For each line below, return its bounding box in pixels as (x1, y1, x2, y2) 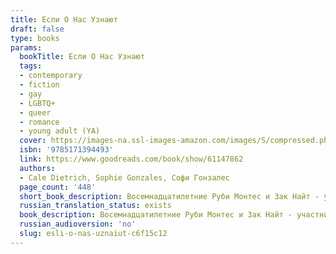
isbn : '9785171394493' (19, 145, 114, 155)
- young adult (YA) (19, 126, 101, 136)
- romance (19, 117, 60, 127)
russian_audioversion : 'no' (19, 219, 137, 230)
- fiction (19, 80, 60, 90)
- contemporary (19, 71, 83, 81)
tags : (19, 61, 43, 71)
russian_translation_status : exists (19, 201, 172, 211)
